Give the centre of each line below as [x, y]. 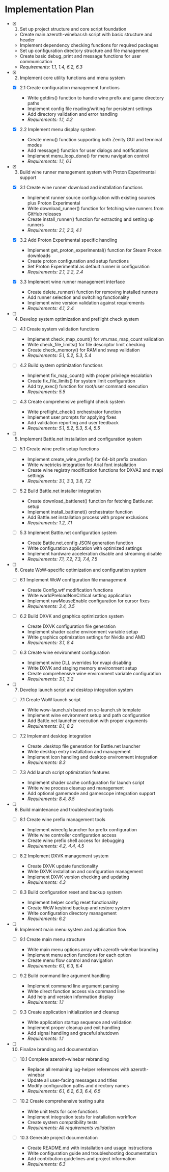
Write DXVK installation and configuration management [85, 872]
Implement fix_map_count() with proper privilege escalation [90, 375]
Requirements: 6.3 [46, 1164]
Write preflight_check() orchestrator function [74, 412]
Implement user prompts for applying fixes [72, 417]
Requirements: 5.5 [46, 392]
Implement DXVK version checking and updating [78, 877]
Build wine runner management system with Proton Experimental [88, 172]
